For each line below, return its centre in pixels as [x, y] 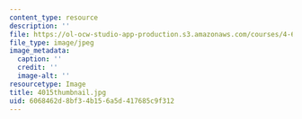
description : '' [40, 26]
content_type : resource [54, 17]
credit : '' [38, 68]
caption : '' [40, 59]
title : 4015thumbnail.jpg [58, 92]
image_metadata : [40, 51]
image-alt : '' [44, 76]
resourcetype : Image [48, 84]
